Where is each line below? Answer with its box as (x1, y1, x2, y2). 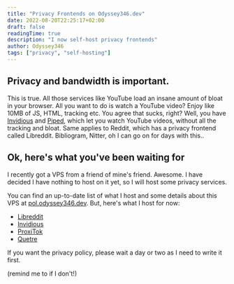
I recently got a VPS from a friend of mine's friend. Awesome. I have (7, 170, 203, 179)
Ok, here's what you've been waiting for (7, 151, 185, 163)
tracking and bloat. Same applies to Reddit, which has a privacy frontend (7, 123, 217, 132)
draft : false (7, 23, 45, 30)
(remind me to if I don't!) (7, 269, 78, 278)
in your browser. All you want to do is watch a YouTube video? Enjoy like (7, 101, 215, 109)
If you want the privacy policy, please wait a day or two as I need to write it (7, 248, 222, 257)
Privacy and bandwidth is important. (7, 75, 170, 88)
